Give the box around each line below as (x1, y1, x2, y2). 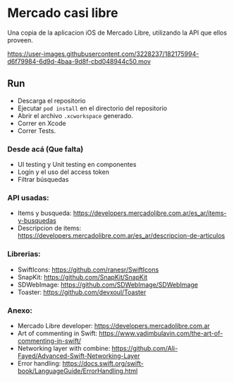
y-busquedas (17, 216, 56, 225)
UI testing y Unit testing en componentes (17, 161, 137, 169)
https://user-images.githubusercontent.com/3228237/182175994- (7, 50, 199, 58)
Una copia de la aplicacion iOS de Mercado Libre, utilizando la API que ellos (7, 28, 228, 37)
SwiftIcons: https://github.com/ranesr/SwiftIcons (17, 265, 159, 274)
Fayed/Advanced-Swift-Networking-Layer (17, 352, 140, 360)
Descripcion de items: (17, 224, 82, 233)
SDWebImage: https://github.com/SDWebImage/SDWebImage (17, 280, 199, 289)
